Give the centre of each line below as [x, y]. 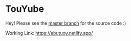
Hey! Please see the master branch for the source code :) [66, 23]
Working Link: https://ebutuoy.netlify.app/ [49, 33]
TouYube [25, 9]
